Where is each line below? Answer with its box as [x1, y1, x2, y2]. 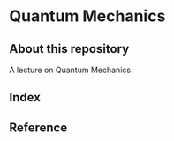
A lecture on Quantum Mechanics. [9, 64, 133, 75]
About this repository [9, 41, 130, 56]
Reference [9, 120, 68, 135]
